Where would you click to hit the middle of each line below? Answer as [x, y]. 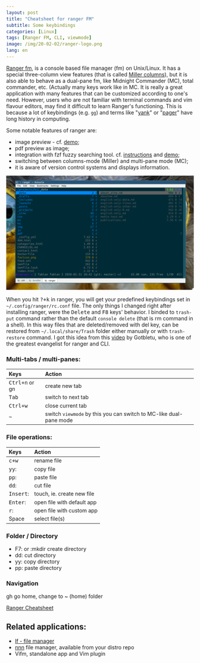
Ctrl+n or [21, 383]
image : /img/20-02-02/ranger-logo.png [54, 44]
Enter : [17, 502]
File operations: [29, 437]
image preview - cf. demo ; [47, 142]
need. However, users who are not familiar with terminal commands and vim [99, 100]
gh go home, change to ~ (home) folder [54, 596]
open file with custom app [66, 510]
